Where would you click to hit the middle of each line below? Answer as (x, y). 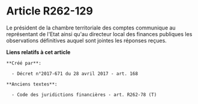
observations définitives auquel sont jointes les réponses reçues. (86, 40)
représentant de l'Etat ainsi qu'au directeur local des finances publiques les (99, 34)
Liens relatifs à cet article (38, 52)
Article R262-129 (49, 11)
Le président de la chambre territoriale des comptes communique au (91, 28)
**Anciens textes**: (32, 84)
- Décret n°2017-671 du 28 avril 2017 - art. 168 (75, 73)
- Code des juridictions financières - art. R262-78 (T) (84, 94)
